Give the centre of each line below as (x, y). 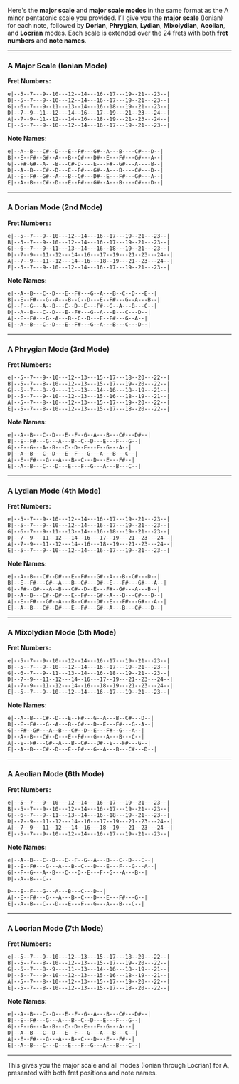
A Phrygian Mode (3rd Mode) (59, 349)
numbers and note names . (47, 41)
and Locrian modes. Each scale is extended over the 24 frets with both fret (118, 33)
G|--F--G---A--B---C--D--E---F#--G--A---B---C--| (83, 306)
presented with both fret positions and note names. (83, 1073)
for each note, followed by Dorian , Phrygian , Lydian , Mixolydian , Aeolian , (116, 25)
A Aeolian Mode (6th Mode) (56, 774)
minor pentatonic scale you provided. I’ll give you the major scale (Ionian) (115, 18)
